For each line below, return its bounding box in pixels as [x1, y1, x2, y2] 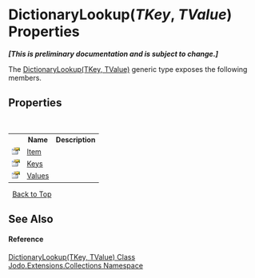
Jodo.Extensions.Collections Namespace [8, 261, 144, 271]
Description [55, 135, 96, 145]
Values [26, 171, 50, 181]
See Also [8, 212, 54, 225]
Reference [8, 234, 44, 244]
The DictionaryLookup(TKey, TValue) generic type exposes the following [8, 64, 248, 73]
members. [8, 73, 42, 82]
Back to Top [11, 189, 52, 199]
